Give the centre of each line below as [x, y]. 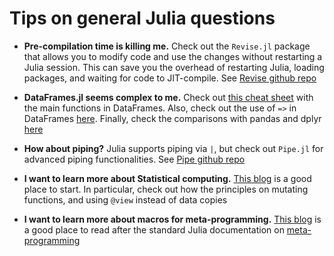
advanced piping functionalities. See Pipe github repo [134, 159]
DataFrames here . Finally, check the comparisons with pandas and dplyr [172, 118]
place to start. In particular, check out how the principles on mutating [166, 189]
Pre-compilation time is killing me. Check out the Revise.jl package [167, 46]
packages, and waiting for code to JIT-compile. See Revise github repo [170, 78]
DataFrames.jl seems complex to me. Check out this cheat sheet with [168, 97]
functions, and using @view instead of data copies [125, 199]
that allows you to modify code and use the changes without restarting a [173, 56]
